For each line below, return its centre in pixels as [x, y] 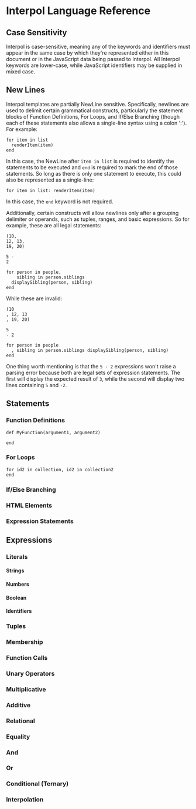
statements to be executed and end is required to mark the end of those [92, 167]
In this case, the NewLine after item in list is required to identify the [90, 161]
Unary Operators [30, 673]
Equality [18, 737]
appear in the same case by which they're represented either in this [87, 53]
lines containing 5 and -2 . [37, 385]
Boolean [16, 597]
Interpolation [25, 800]
